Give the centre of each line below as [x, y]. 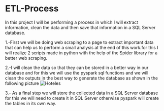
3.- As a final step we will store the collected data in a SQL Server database [82, 93]
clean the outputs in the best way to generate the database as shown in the [82, 78]
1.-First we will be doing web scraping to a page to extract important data [79, 42]
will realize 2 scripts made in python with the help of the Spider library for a [81, 53]
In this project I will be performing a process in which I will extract [72, 22]
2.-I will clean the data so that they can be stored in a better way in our [77, 68]
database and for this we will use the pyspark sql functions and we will [77, 73]
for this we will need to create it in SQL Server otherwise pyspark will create [82, 98]
